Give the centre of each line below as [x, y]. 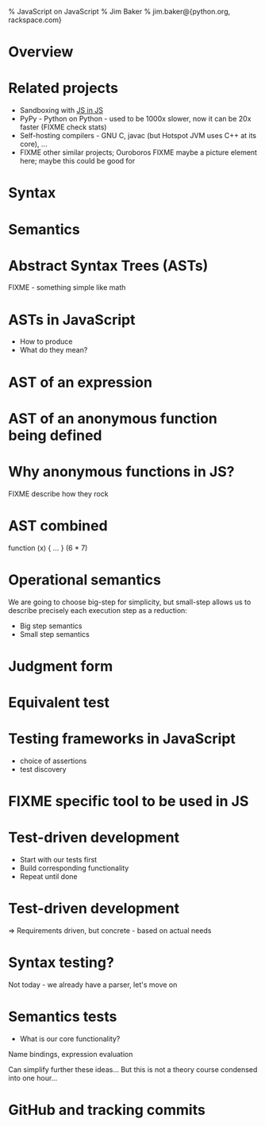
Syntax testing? [61, 963]
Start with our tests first [58, 860]
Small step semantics [54, 634]
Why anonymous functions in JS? [121, 471]
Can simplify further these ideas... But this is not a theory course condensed [133, 1069]
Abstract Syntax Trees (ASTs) [108, 266]
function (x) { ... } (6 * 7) [48, 548]
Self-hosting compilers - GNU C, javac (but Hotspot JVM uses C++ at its [138, 136]
